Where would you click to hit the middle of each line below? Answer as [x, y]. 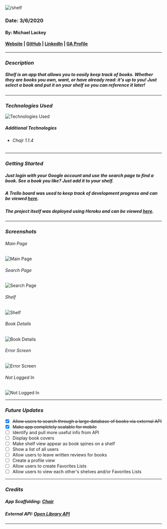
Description [20, 63]
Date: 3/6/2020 [24, 20]
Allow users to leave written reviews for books [60, 454]
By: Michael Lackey [26, 32]
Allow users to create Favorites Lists [49, 466]
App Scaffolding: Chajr [30, 501]
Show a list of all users [35, 449]
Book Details [18, 324]
